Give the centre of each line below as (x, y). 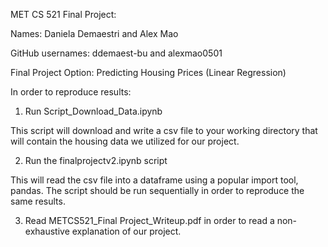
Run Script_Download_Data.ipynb (93, 111)
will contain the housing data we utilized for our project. (125, 141)
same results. (38, 201)
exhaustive (47, 231)
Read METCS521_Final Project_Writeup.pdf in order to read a (149, 220)
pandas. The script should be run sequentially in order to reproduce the (157, 190)
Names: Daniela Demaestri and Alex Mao (94, 33)
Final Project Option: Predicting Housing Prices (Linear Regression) (148, 72)
